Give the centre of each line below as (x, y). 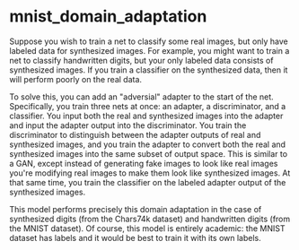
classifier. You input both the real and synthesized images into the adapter (146, 116)
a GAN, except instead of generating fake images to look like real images (144, 163)
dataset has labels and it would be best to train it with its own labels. (136, 237)
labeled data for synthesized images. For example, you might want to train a (149, 50)
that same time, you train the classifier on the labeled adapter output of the (148, 182)
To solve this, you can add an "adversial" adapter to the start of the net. (141, 97)
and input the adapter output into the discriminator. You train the (128, 125)
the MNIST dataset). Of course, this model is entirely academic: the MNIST (147, 228)
